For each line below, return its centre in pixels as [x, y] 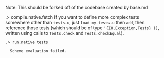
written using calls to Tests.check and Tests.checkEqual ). [65, 33]
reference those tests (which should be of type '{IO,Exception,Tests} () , [83, 28]
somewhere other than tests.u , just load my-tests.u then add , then [75, 22]
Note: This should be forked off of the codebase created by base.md [77, 7]
